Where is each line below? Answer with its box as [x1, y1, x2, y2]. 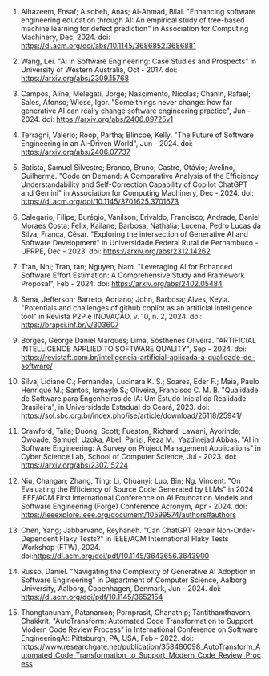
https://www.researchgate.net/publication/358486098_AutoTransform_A [20, 642, 261, 651]
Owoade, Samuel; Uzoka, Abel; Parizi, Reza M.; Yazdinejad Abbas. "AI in [20, 435, 259, 444]
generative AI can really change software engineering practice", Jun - [20, 106, 251, 115]
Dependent [20, 534, 58, 544]
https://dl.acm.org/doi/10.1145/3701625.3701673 [20, 196, 179, 206]
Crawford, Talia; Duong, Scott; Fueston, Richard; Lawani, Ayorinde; [20, 427, 241, 435]
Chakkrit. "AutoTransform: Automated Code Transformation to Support [20, 617, 254, 625]
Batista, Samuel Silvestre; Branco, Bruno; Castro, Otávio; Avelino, [20, 163, 235, 172]
